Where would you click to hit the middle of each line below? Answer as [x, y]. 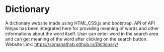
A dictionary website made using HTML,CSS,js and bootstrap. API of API [80, 23]
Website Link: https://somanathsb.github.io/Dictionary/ [62, 44]
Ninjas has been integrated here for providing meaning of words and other [82, 28]
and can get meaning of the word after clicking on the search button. [76, 39]
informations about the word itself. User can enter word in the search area [82, 33]
